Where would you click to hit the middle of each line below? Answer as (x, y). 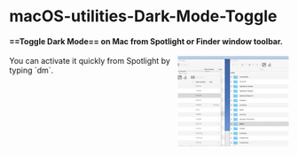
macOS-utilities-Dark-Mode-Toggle (143, 16)
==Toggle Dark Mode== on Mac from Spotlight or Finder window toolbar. (146, 41)
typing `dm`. (31, 70)
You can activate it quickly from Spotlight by (90, 61)
